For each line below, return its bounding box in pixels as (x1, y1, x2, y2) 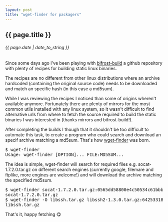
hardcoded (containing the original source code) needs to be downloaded (5, 81, 157, 87)
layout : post (5, 7, 32, 13)
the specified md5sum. (5, 177, 52, 183)
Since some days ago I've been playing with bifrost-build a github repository (5, 60, 162, 66)
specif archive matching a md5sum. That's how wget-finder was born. (5, 137, 150, 143)
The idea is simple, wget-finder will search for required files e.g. (5, 161, 137, 167)
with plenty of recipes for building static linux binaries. (5, 66, 117, 72)
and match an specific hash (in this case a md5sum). (5, 86, 114, 92)
